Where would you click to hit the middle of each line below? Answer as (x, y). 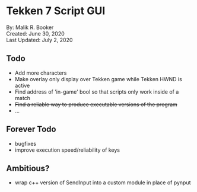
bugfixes (26, 143)
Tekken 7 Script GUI (56, 11)
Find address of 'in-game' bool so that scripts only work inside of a (97, 92)
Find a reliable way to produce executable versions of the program (96, 104)
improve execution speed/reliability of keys (67, 150)
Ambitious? (28, 168)
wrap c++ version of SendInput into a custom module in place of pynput (103, 183)
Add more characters (41, 73)
